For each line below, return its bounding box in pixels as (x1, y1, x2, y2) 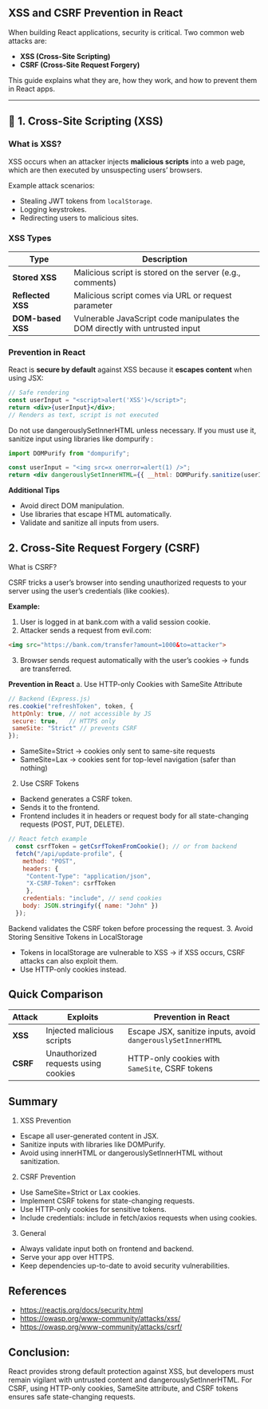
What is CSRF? (8, 562, 57, 572)
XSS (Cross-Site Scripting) (19, 51, 111, 61)
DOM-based (12, 313, 61, 324)
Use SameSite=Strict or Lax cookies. (19, 1188, 141, 1198)
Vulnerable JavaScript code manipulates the (73, 313, 240, 324)
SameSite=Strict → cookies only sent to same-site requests (19, 746, 215, 756)
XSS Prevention (19, 1116, 72, 1126)
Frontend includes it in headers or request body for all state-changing (19, 811, 249, 821)
